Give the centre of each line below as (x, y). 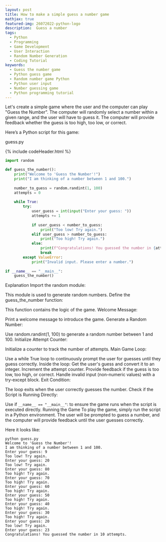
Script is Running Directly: (32, 395)
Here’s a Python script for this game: (42, 133)
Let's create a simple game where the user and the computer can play (77, 107)
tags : (11, 33)
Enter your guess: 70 (27, 478)
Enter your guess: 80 (27, 470)
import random (20, 161)
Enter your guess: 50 (27, 495)
